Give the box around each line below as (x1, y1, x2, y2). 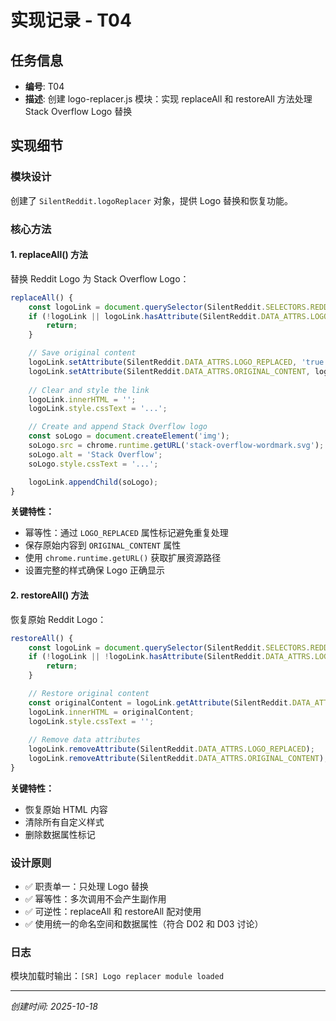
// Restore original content (28, 689, 150, 699)
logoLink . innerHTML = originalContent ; (28, 707, 195, 717)
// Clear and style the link (28, 385, 150, 395)
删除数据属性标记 (24, 828, 96, 840)
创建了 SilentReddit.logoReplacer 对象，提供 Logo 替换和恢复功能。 (10, 194, 294, 206)
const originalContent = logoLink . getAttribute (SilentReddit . (28, 697, 293, 708)
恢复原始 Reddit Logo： (10, 613, 107, 625)
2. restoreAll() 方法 (10, 589, 89, 601)
